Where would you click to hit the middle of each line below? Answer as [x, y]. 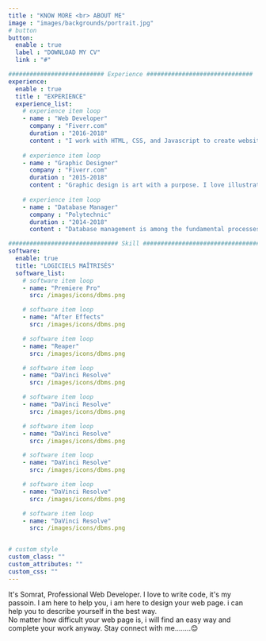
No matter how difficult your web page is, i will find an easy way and [120, 620]
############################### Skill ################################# [134, 244]
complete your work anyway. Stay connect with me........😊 [103, 627]
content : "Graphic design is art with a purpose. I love [127, 185]
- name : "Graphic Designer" [70, 163]
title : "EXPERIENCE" [51, 96]
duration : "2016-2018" [68, 133]
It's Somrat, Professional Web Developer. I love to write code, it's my [120, 594]
